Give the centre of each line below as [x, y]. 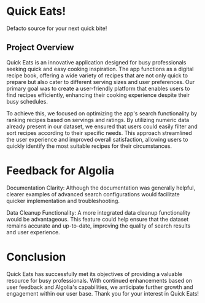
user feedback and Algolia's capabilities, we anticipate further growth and [100, 287]
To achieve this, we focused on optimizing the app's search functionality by [102, 113]
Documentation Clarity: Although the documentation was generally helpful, [101, 188]
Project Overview [40, 48]
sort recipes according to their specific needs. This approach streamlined [99, 132]
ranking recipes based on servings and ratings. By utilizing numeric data [98, 120]
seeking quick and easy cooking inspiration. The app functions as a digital [100, 69]
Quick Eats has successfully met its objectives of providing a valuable [95, 274]
